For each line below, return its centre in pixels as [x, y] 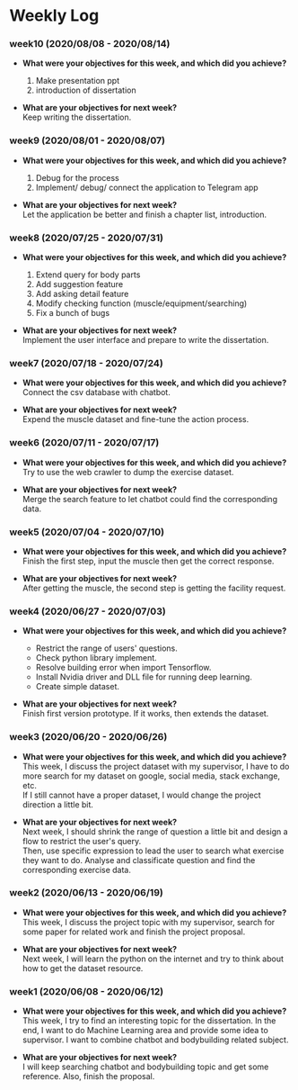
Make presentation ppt [77, 81]
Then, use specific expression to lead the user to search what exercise [153, 851]
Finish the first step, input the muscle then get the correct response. [148, 561]
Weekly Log [54, 16]
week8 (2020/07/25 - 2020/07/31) [87, 238]
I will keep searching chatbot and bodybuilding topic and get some [145, 1067]
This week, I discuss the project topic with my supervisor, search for [149, 922]
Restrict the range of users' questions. [106, 648]
